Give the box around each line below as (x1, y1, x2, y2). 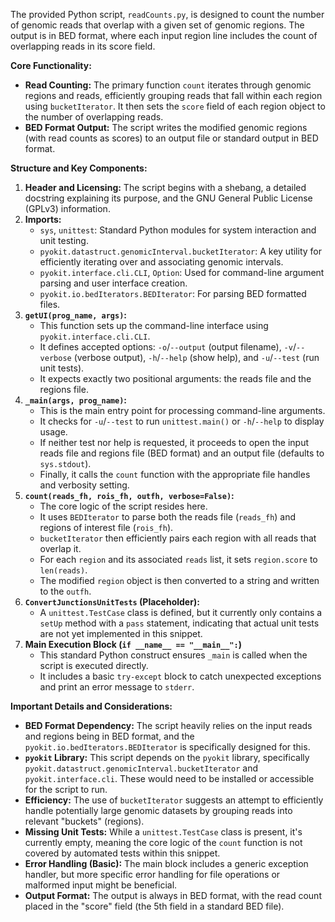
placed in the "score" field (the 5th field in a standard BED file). (24, 900, 285, 912)
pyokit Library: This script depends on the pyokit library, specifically (24, 752, 310, 763)
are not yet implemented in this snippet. (39, 628, 203, 639)
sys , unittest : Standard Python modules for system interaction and (39, 224, 317, 236)
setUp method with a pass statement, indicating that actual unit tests (39, 617, 320, 629)
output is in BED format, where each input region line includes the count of (10, 30, 318, 41)
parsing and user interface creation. (39, 277, 188, 289)
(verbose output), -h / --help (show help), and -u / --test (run (73, 352, 320, 363)
